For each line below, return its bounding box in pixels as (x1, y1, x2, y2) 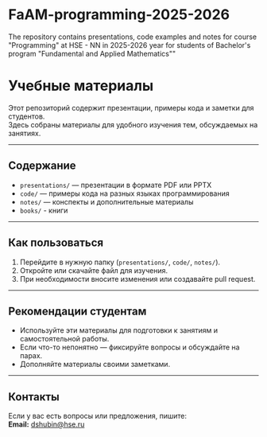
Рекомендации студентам (8, 304, 147, 318)
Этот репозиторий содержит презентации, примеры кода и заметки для (8, 103, 254, 112)
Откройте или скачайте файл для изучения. (19, 265, 168, 275)
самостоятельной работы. (19, 334, 110, 344)
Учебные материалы (8, 77, 154, 95)
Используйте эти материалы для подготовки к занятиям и (19, 326, 219, 335)
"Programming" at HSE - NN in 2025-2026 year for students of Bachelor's (8, 40, 251, 49)
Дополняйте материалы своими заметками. (19, 360, 171, 369)
